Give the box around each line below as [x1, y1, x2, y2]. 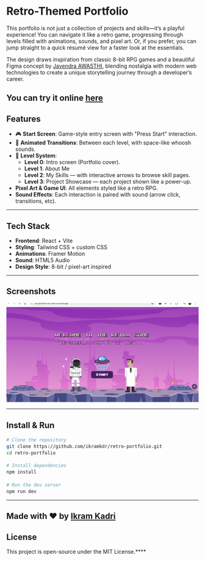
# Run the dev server [6, 482, 62, 488]
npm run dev [6, 488, 37, 494]
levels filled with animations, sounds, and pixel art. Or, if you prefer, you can [6, 37, 196, 45]
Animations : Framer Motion [15, 250, 85, 257]
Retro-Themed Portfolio [6, 4, 129, 18]
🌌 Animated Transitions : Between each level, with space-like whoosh [15, 139, 192, 147]
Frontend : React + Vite [15, 237, 73, 244]
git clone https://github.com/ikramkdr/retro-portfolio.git [6, 443, 163, 449]
